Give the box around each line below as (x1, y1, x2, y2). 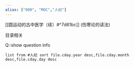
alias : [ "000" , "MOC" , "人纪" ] (5, 7, 66, 12)
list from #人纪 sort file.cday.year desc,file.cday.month (5, 53, 129, 58)
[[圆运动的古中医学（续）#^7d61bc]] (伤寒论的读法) (5, 21, 110, 27)
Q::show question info (5, 42, 50, 48)
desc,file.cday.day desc (5, 57, 57, 62)
